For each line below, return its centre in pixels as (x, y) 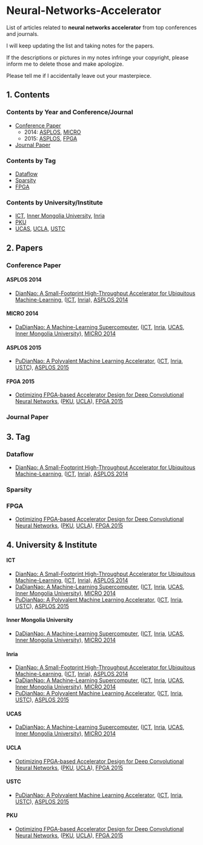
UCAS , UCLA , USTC (40, 229)
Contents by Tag (31, 161)
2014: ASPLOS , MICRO (52, 132)
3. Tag (18, 436)
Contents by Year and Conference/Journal (70, 112)
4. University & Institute (52, 545)
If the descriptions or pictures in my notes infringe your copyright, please (98, 57)
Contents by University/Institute (55, 203)
